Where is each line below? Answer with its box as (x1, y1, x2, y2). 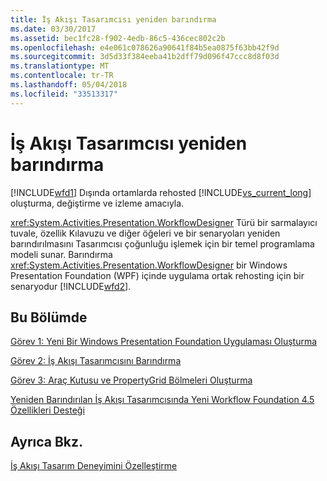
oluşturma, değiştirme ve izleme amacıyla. (10, 197, 185, 209)
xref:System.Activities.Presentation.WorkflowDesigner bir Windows (10, 259, 288, 271)
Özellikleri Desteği (10, 404, 85, 416)
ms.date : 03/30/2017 (10, 24, 97, 34)
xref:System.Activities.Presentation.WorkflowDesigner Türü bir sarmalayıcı (10, 216, 318, 228)
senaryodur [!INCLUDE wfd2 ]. (10, 280, 132, 292)
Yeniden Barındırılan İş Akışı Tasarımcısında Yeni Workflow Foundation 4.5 (10, 394, 315, 406)
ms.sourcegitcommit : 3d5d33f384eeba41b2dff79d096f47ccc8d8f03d (10, 52, 280, 62)
